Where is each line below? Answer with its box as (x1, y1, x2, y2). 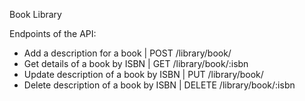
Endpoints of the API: (9, 28, 97, 39)
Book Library (9, 9, 62, 20)
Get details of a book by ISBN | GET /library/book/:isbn (23, 58, 249, 69)
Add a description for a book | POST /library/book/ (23, 47, 232, 59)
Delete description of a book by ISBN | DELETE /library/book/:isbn (23, 79, 296, 91)
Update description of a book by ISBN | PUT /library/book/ (23, 69, 264, 80)
